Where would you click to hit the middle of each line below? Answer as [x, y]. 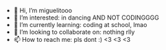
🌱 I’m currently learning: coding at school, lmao [80, 25]
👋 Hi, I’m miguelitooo [43, 10]
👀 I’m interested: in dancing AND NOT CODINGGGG [86, 18]
